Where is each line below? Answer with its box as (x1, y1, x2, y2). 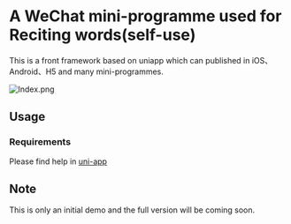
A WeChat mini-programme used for (9, 6, 282, 26)
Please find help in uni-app (9, 156, 108, 167)
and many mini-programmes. (57, 66, 164, 77)
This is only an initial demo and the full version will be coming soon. (9, 205, 256, 215)
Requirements (9, 136, 72, 148)
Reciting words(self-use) (9, 25, 196, 45)
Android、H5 (9, 66, 57, 77)
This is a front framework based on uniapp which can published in (9, 55, 250, 65)
